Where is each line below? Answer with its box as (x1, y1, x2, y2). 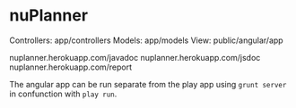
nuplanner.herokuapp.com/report (9, 62, 133, 72)
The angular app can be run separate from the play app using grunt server (9, 79, 287, 89)
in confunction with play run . (9, 88, 118, 99)
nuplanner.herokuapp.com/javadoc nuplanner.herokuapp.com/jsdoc (9, 52, 261, 62)
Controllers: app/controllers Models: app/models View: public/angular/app (9, 35, 284, 46)
